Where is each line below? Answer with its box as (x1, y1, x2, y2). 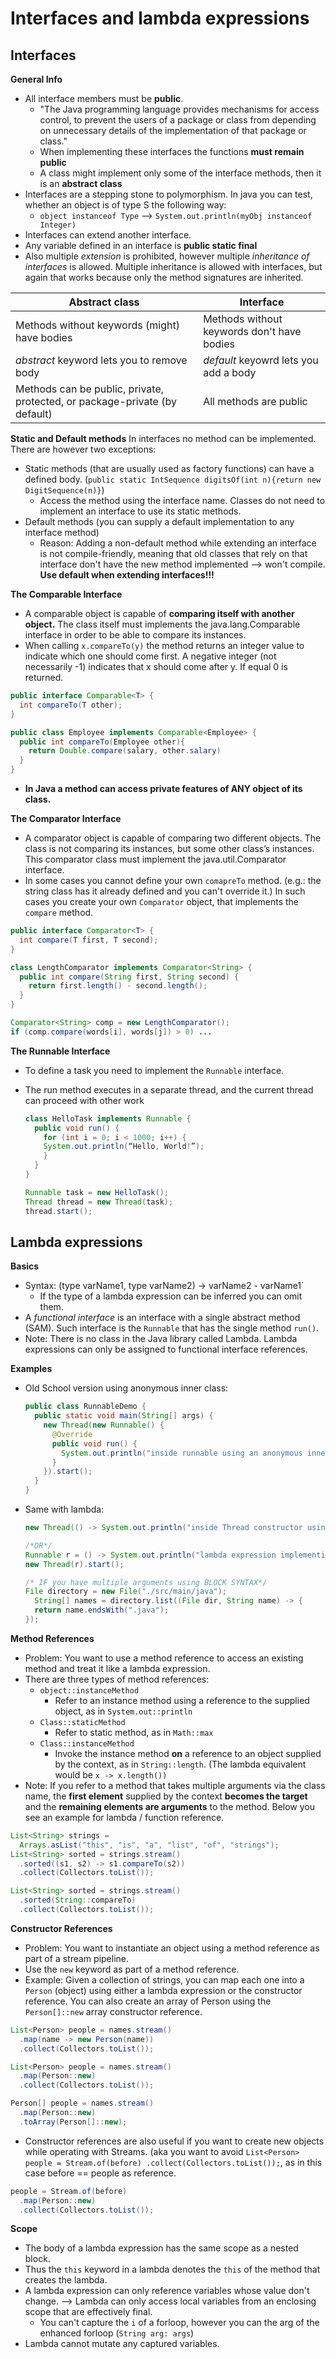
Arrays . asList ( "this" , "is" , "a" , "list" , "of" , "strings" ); (19, 1840, 280, 1850)
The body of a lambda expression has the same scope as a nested (24, 2242, 299, 2254)
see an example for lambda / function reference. (24, 1811, 225, 1823)
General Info (10, 73, 63, 85)
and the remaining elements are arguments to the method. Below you (24, 1800, 315, 1812)
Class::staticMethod (39, 1717, 126, 1727)
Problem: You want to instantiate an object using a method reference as (24, 1942, 320, 1954)
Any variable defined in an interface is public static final (24, 240, 258, 251)
